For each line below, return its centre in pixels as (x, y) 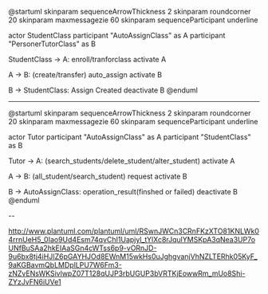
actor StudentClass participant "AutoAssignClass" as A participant (117, 35)
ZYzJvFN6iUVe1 (35, 282)
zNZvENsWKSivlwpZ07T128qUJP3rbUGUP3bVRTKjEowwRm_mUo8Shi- (127, 273)
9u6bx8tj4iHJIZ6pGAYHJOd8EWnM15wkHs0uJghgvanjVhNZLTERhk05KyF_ (133, 257)
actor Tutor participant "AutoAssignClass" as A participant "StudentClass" (130, 137)
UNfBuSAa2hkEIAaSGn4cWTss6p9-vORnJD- (83, 248)
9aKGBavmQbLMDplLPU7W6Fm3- (65, 265)
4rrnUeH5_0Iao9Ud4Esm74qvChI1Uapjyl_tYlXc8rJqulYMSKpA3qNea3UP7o (132, 239)
